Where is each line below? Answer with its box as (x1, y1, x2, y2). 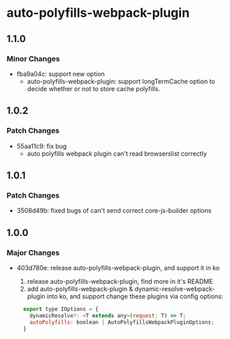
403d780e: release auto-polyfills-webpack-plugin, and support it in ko (16, 263, 220, 272)
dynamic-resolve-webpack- (134, 284, 215, 293)
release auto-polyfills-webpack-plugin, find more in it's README (27, 277, 213, 285)
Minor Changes (6, 54, 60, 64)
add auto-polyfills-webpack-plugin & (27, 284, 134, 293)
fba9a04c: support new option (16, 69, 106, 78)
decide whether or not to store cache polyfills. (27, 84, 161, 92)
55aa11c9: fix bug (16, 141, 67, 150)
